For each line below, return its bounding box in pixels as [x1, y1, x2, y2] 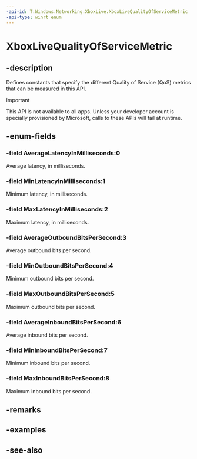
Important [6, 96, 30, 103]
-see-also [6, 445, 43, 455]
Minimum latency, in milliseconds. [6, 190, 88, 198]
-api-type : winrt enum [6, 14, 62, 20]
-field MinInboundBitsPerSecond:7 [6, 346, 108, 354]
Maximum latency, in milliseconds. [6, 219, 89, 226]
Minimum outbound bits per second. [6, 275, 94, 282]
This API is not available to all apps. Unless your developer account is [6, 108, 175, 115]
